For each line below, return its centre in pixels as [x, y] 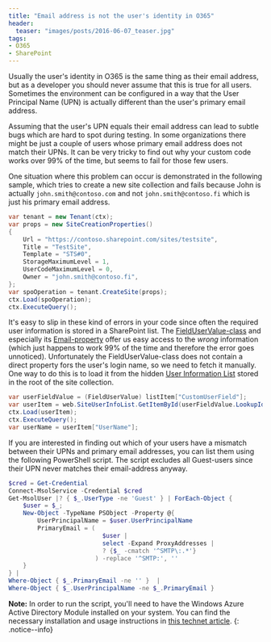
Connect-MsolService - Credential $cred [75, 491]
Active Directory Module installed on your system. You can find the [119, 612]
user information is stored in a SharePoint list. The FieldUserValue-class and [135, 331]
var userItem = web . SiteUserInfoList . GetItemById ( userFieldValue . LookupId [137, 405]
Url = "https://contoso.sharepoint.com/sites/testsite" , [121, 239]
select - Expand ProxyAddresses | [158, 543]
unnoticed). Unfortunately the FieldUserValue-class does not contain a [126, 357]
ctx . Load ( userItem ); [43, 413]
